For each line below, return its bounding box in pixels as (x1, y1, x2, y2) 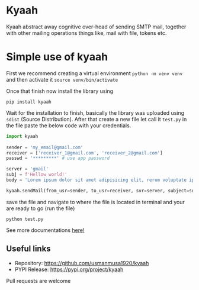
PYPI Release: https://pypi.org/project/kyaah (14, 266, 124, 273)
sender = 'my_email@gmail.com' (6, 144, 84, 150)
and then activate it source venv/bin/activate (6, 76, 118, 83)
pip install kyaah (6, 99, 52, 105)
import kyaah (6, 133, 38, 139)
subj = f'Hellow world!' (6, 172, 68, 178)
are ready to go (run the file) (6, 205, 75, 212)
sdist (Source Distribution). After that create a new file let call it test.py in (6, 115, 187, 123)
